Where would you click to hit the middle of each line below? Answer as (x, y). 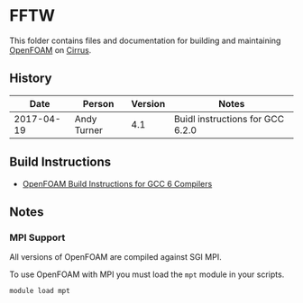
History (31, 79)
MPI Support (37, 237)
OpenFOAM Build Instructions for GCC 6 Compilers (117, 183)
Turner (89, 129)
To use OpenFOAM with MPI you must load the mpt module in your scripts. (147, 274)
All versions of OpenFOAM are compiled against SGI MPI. (116, 257)
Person (98, 103)
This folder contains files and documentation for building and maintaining (145, 40)
